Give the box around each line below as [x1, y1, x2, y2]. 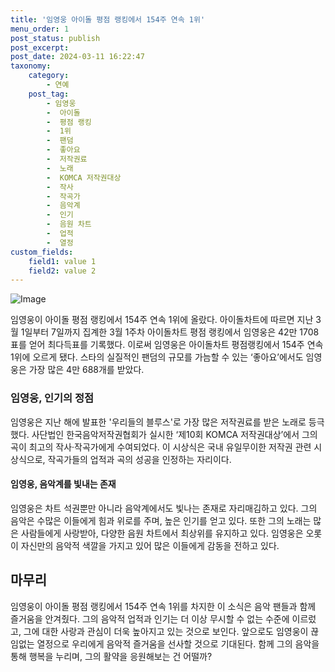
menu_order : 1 [10, 24, 70, 34]
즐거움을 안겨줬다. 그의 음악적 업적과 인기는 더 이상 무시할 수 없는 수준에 [10, 612, 290, 625]
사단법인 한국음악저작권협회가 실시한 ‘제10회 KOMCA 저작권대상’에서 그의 [31, 428, 318, 440]
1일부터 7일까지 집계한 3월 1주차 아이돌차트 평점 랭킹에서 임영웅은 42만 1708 [20, 326, 320, 338]
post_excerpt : [10, 42, 70, 53]
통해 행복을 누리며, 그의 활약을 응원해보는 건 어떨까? [10, 650, 213, 662]
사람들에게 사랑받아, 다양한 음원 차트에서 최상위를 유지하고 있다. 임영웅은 [20, 527, 304, 539]
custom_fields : [10, 247, 74, 257]
